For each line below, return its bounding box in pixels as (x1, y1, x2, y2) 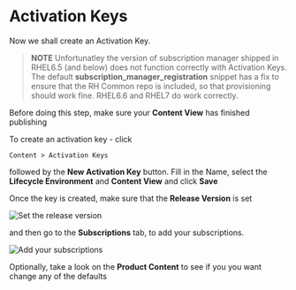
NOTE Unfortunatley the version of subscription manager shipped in (30, 52, 279, 63)
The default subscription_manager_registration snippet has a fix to (30, 71, 280, 81)
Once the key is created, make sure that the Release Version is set (9, 193, 253, 203)
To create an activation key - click (9, 134, 133, 144)
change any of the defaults (9, 271, 108, 281)
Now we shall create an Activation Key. (9, 35, 151, 46)
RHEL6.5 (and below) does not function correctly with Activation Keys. (30, 62, 287, 72)
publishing (9, 117, 48, 127)
